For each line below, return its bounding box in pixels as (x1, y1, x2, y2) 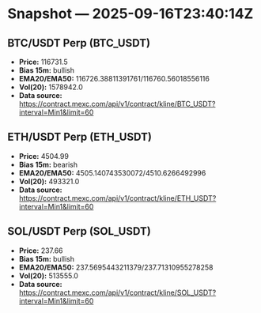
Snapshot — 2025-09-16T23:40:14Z (7, 5, 254, 23)
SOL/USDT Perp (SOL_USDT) (7, 224, 151, 238)
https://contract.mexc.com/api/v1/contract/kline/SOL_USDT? (18, 288, 217, 297)
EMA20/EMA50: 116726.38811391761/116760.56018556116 (18, 74, 210, 83)
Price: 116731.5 (18, 57, 68, 66)
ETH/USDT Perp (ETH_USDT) (7, 130, 152, 144)
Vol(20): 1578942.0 (18, 82, 84, 92)
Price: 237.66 (18, 246, 64, 255)
